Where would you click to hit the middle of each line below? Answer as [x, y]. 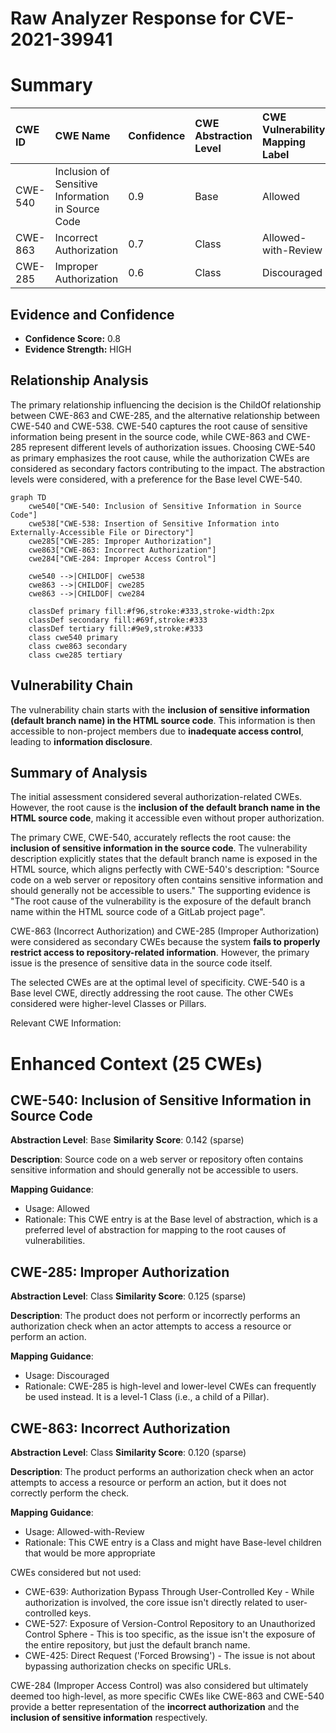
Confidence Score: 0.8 [72, 338]
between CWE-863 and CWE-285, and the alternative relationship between [165, 415]
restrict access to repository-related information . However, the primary [160, 953]
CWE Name [82, 136]
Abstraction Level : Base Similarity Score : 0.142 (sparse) [127, 1140]
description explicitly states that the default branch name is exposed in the [164, 859]
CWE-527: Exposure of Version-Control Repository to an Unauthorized [170, 1623]
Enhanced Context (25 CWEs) [136, 1063]
